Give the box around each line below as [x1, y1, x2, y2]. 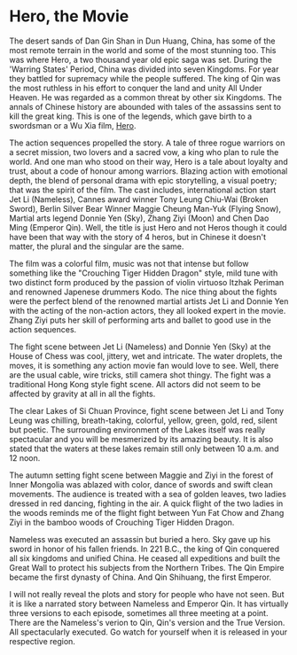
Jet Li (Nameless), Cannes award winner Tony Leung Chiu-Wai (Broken [9, 193, 269, 205]
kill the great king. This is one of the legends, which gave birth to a [9, 111, 253, 121]
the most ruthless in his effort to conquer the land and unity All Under [9, 82, 262, 93]
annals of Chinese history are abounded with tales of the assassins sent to [9, 101, 282, 112]
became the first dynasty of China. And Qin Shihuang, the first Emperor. [9, 572, 272, 582]
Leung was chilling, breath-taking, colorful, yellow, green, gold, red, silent [9, 415, 277, 425]
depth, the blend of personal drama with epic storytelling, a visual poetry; [9, 175, 277, 185]
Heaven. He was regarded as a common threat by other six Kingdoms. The [9, 91, 282, 103]
